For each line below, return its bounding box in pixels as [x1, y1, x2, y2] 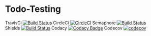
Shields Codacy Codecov [5, 25, 123, 31]
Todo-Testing [5, 3, 61, 15]
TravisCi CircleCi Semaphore [5, 20, 116, 26]
